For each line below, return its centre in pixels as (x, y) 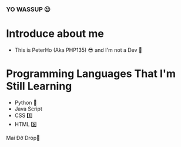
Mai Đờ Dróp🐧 (23, 138)
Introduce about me (55, 34)
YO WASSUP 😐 (29, 9)
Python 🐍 (26, 102)
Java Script (28, 109)
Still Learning (39, 86)
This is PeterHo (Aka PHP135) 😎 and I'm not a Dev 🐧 (78, 50)
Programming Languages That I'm (91, 74)
